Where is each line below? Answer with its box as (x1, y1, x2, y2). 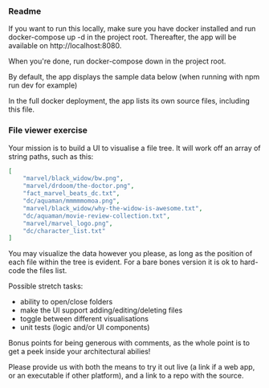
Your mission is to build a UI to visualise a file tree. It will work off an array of (8, 143, 261, 153)
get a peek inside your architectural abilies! (8, 347, 151, 357)
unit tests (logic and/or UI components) (19, 323, 150, 333)
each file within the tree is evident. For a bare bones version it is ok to (8, 257, 238, 267)
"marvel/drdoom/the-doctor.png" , (22, 182, 135, 190)
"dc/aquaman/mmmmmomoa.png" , (22, 197, 120, 206)
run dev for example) (8, 80, 78, 90)
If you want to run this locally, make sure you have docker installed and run (8, 24, 256, 34)
